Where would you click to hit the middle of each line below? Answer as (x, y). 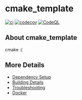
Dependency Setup (31, 77)
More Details (25, 65)
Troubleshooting (29, 87)
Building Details (28, 82)
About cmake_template (41, 38)
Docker (20, 93)
